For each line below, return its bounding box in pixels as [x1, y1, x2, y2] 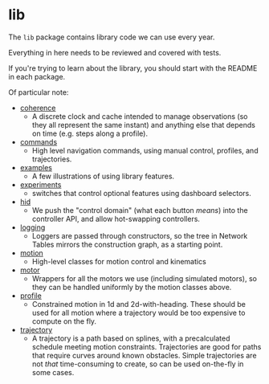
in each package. [8, 71, 66, 81]
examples [19, 162, 52, 172]
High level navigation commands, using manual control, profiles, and [31, 145, 259, 155]
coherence [19, 103, 56, 112]
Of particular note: [8, 87, 69, 97]
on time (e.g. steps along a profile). [31, 129, 149, 138]
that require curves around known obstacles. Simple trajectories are [31, 350, 257, 360]
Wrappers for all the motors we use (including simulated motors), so [31, 273, 257, 283]
